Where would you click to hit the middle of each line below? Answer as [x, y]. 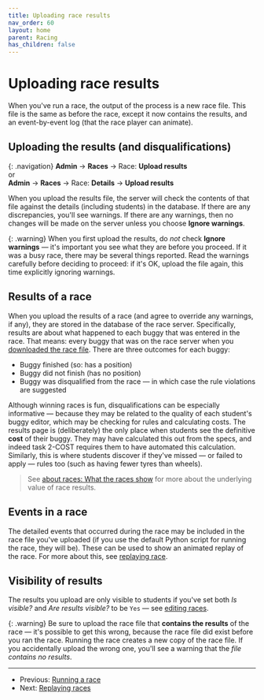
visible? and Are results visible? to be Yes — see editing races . [108, 609]
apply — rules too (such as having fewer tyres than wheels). [105, 464]
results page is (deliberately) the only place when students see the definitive [132, 430]
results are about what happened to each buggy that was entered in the [124, 333]
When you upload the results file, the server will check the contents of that [129, 198]
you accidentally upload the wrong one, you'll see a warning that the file [125, 649]
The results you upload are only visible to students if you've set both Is [123, 600]
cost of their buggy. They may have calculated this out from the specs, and [130, 438]
